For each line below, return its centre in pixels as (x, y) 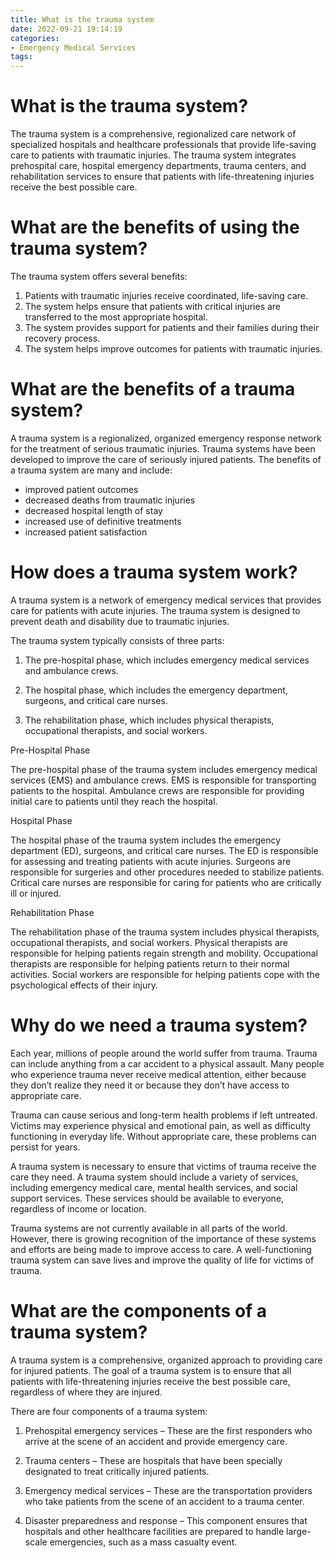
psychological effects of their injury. (84, 985)
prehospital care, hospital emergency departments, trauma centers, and (158, 166)
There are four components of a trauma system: (109, 1411)
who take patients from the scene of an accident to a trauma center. (164, 1501)
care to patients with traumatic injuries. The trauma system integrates (153, 155)
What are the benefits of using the (155, 227)
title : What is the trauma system (82, 19)
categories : (35, 38)
